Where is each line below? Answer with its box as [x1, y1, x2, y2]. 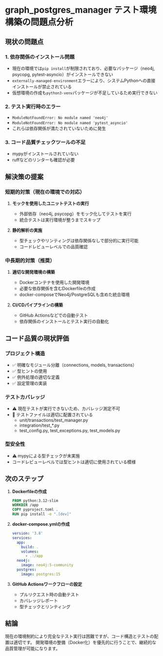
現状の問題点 [5, 38, 44, 46]
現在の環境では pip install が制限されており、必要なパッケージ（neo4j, [12, 65, 155, 71]
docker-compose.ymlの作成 [12, 521, 70, 527]
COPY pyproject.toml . [12, 507, 58, 512]
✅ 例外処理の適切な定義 [12, 374, 60, 380]
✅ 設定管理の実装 [12, 380, 47, 386]
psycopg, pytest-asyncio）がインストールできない [12, 71, 113, 77]
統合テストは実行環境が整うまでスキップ [19, 217, 101, 223]
